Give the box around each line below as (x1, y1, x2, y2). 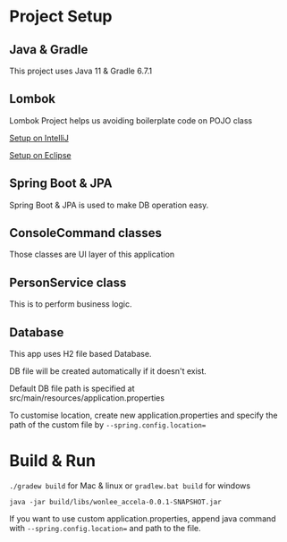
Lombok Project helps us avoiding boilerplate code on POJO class (9, 114, 253, 126)
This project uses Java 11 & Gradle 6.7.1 (9, 65, 153, 76)
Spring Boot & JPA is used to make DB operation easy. (9, 199, 209, 210)
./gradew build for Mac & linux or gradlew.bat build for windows (9, 480, 251, 491)
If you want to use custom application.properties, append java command (9, 513, 276, 524)
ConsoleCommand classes (9, 225, 163, 241)
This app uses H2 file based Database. (9, 349, 152, 360)
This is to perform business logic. (9, 299, 132, 309)
